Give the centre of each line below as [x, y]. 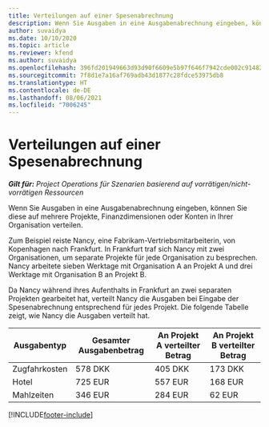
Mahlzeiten [33, 395]
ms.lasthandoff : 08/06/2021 [55, 98]
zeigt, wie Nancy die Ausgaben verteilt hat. [79, 316]
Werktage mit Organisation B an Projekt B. [77, 275]
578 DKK [93, 369]
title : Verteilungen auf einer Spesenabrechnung [91, 16]
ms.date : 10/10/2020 [43, 38]
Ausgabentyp [40, 345]
